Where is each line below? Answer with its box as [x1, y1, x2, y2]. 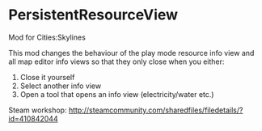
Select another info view [19, 81, 102, 91]
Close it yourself [19, 72, 75, 82]
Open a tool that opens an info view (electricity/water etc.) [19, 89, 214, 99]
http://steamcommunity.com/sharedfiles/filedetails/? [68, 105, 243, 115]
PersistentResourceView [8, 6, 179, 24]
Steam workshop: [8, 105, 67, 115]
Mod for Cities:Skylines [8, 32, 87, 42]
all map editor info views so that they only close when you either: [8, 57, 225, 66]
